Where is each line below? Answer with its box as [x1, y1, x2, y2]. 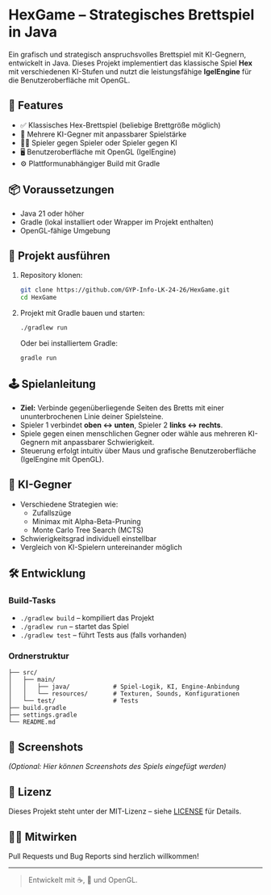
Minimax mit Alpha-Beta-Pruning [31, 516, 141, 526]
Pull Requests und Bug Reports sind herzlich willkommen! [8, 851, 199, 861]
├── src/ [8, 669, 38, 677]
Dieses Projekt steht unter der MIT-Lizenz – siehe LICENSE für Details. [8, 806, 242, 817]
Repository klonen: [19, 271, 83, 280]
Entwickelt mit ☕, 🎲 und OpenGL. [27, 875, 139, 884]
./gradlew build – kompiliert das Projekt [19, 613, 155, 623]
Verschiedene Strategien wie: [19, 499, 119, 509]
